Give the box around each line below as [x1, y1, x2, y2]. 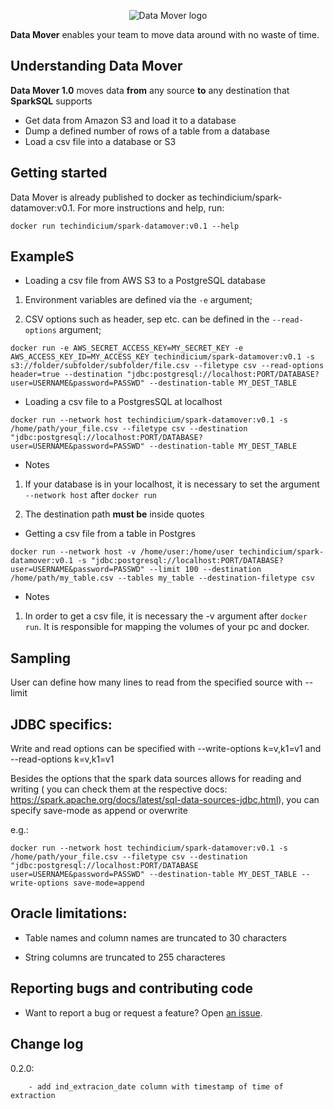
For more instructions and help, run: [77, 201, 225, 214]
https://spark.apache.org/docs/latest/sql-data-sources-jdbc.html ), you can [10, 794, 320, 806]
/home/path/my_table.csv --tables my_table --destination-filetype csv [10, 573, 315, 584]
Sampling [10, 650, 72, 667]
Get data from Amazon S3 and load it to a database [24, 114, 237, 126]
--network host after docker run [24, 489, 157, 501]
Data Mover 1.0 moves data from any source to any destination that [10, 84, 290, 96]
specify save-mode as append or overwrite [10, 805, 188, 817]
